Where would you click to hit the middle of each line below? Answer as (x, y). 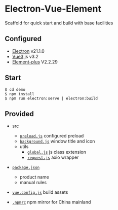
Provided (19, 114)
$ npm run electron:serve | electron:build (51, 98)
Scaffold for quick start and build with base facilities (59, 23)
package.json (26, 168)
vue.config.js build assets (40, 192)
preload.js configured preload (52, 136)
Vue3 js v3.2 (25, 56)
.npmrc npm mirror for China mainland (51, 202)
